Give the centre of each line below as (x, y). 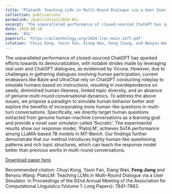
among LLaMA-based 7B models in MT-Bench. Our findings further (76, 134)
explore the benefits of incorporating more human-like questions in (76, 106)
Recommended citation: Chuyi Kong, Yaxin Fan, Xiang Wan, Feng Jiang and (85, 169)
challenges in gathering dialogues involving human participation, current (82, 74)
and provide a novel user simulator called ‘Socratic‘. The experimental (79, 123)
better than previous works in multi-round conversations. (65, 150)
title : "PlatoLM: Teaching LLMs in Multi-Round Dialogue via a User (80, 10)
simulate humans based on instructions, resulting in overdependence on (81, 85)
